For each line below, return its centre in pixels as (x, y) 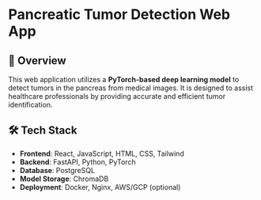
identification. (30, 105)
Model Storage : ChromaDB (64, 179)
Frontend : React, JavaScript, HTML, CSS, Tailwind (102, 153)
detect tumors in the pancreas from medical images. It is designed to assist (131, 88)
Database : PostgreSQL (57, 170)
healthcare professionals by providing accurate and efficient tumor (117, 96)
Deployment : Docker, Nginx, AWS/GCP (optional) (100, 187)
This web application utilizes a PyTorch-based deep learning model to (124, 79)
